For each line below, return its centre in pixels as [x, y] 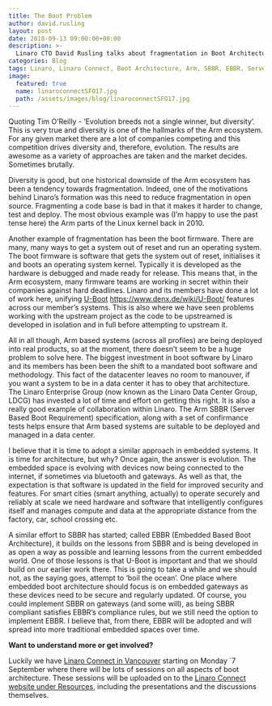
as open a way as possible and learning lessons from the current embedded [135, 552]
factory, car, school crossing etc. [63, 519]
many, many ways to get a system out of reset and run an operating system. [135, 247]
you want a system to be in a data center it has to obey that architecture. [129, 383]
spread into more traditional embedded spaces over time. [104, 630]
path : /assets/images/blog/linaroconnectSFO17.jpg [103, 99]
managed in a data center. [52, 435]
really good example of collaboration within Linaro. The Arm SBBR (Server [132, 409]
